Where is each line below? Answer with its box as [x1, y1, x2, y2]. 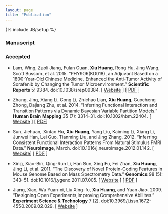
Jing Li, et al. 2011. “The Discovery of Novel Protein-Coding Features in [12, 166, 163, 172]
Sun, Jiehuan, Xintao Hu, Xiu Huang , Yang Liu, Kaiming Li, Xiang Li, [12, 128, 155, 134]
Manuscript [5, 39, 35, 46]
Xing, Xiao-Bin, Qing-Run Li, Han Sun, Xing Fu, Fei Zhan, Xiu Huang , [12, 160, 157, 166]
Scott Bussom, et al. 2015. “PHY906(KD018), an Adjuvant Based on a [12, 70, 158, 76]
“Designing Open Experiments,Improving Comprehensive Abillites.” [12, 192, 155, 198]
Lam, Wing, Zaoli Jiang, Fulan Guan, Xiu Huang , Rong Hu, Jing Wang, [12, 65, 160, 71]
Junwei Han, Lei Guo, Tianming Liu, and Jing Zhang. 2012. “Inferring [12, 134, 157, 140]
